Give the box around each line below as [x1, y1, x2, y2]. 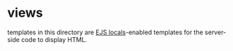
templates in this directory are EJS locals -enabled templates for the [7, 28, 203, 36]
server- [204, 28, 227, 36]
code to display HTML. [20, 35, 88, 43]
